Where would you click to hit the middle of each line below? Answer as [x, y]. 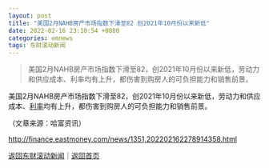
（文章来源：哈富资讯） [47, 123]
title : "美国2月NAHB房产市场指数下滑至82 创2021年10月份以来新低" [109, 23]
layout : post [30, 16]
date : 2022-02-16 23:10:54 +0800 [64, 30]
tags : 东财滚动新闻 [37, 46]
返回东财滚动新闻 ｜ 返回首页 [54, 156]
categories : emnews [41, 38]
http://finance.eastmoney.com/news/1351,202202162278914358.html [123, 139]
